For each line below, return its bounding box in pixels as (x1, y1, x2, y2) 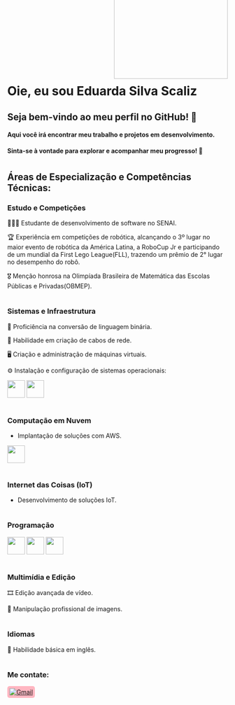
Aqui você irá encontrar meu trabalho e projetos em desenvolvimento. (7, 130, 215, 139)
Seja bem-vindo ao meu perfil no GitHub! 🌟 (7, 111, 197, 123)
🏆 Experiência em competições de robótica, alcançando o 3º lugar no (7, 233, 211, 242)
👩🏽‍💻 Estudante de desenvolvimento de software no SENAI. (7, 219, 177, 228)
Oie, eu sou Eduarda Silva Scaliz (7, 83, 197, 99)
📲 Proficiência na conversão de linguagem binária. (7, 322, 152, 330)
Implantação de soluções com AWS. (17, 431, 122, 440)
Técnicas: (7, 182, 51, 194)
